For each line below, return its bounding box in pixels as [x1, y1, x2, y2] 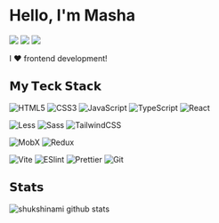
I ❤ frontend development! [9, 52, 109, 63]
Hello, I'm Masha [9, 5, 136, 26]
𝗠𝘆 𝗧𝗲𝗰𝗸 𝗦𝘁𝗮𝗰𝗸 [9, 79, 102, 94]
